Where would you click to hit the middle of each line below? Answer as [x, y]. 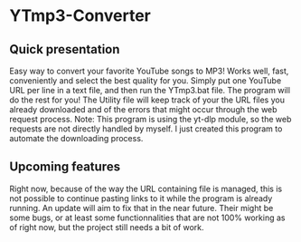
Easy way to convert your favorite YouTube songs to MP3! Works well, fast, [149, 71]
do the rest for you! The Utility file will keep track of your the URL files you [147, 100]
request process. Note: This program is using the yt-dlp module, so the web [150, 119]
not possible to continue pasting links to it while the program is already [141, 198]
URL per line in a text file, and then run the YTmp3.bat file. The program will [150, 90]
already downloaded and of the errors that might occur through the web [143, 109]
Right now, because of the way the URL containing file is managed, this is [146, 189]
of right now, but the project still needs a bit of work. [107, 227]
